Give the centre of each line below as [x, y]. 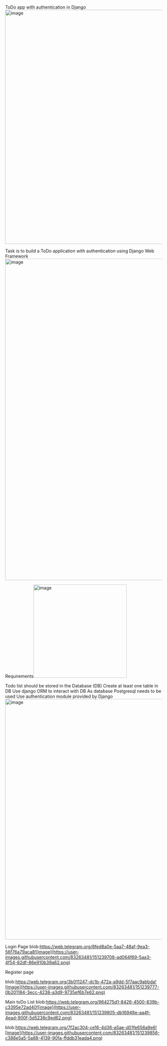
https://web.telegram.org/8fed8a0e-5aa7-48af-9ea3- [95, 947]
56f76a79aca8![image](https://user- [42, 952]
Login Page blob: [22, 947]
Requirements [19, 676]
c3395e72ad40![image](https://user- [43, 1007]
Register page [19, 972]
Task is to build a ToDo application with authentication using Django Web [80, 251]
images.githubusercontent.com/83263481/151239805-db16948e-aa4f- [78, 1012]
